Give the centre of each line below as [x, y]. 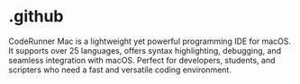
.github [36, 17]
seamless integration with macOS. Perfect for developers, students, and [142, 60]
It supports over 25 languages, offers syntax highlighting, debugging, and [145, 50]
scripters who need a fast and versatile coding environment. [120, 70]
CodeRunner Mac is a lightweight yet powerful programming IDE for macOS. [150, 41]
